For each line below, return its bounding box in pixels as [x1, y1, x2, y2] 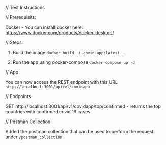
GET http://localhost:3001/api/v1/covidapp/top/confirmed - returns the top [5, 103, 161, 109]
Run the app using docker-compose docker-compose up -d [12, 59, 135, 65]
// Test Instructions [5, 5, 45, 10]
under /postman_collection [5, 134, 63, 140]
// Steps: [5, 39, 23, 45]
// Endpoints [5, 93, 31, 99]
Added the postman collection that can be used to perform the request [5, 129, 154, 134]
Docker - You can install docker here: [5, 24, 84, 30]
